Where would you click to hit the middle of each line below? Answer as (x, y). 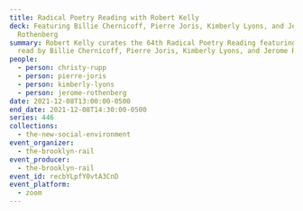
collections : (34, 127)
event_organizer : (42, 143)
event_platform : (40, 185)
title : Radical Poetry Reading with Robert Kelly (105, 18)
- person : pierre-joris (62, 76)
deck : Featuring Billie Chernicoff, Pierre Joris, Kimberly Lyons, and (147, 26)
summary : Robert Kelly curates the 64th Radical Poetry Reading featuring (153, 43)
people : (24, 59)
